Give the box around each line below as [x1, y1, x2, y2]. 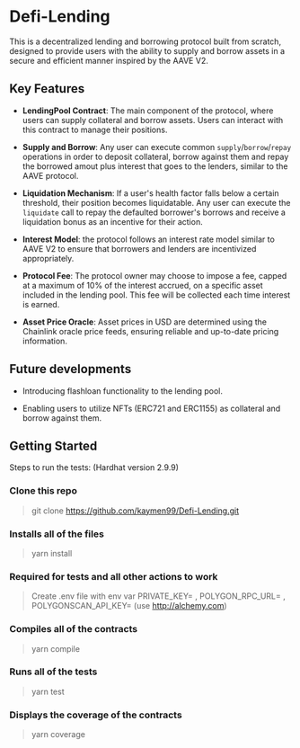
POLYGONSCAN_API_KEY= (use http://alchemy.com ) [31, 601, 227, 611]
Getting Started [9, 438, 98, 453]
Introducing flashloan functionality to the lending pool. [22, 385, 223, 396]
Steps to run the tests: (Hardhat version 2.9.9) [9, 462, 180, 473]
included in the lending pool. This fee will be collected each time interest [22, 289, 291, 300]
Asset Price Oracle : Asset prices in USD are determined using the [22, 316, 268, 327]
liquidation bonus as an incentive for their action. [22, 216, 204, 227]
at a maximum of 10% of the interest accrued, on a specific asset [22, 280, 263, 290]
